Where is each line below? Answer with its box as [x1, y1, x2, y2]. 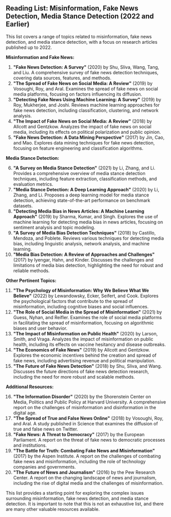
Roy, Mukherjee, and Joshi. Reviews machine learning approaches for [13, 102, 160, 108]
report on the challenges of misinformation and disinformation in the [13, 404, 157, 410]
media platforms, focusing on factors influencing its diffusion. [13, 91, 142, 97]
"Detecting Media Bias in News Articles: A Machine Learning [13, 208, 145, 214]
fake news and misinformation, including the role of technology [13, 458, 146, 465]
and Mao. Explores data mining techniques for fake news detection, [13, 139, 155, 146]
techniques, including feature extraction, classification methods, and [13, 176, 157, 182]
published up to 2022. [6, 44, 52, 50]
